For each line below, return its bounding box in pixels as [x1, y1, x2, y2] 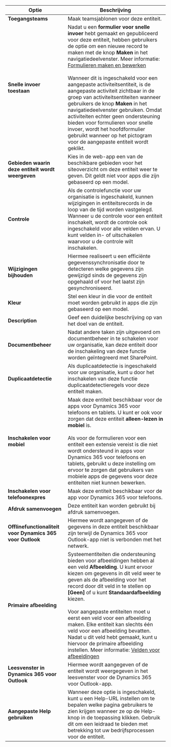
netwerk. [68, 542, 89, 549]
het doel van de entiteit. [68, 320, 124, 327]
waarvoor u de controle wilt [68, 238, 133, 245]
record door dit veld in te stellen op [68, 583, 151, 589]
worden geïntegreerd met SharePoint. [68, 354, 158, 361]
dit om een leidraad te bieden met [68, 720, 148, 727]
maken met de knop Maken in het [68, 49, 148, 56]
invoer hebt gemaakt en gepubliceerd [68, 30, 158, 37]
